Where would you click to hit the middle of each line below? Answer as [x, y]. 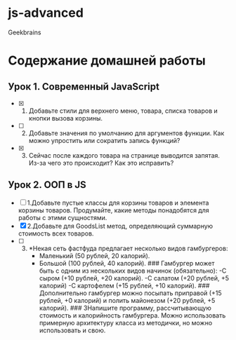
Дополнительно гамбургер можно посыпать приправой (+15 [130, 293]
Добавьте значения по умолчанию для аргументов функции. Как [126, 133]
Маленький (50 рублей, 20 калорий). [94, 256]
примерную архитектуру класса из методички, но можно [126, 322]
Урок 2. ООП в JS [47, 185]
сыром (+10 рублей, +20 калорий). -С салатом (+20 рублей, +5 [134, 278]
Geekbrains [25, 32]
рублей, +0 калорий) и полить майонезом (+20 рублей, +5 [127, 300]
